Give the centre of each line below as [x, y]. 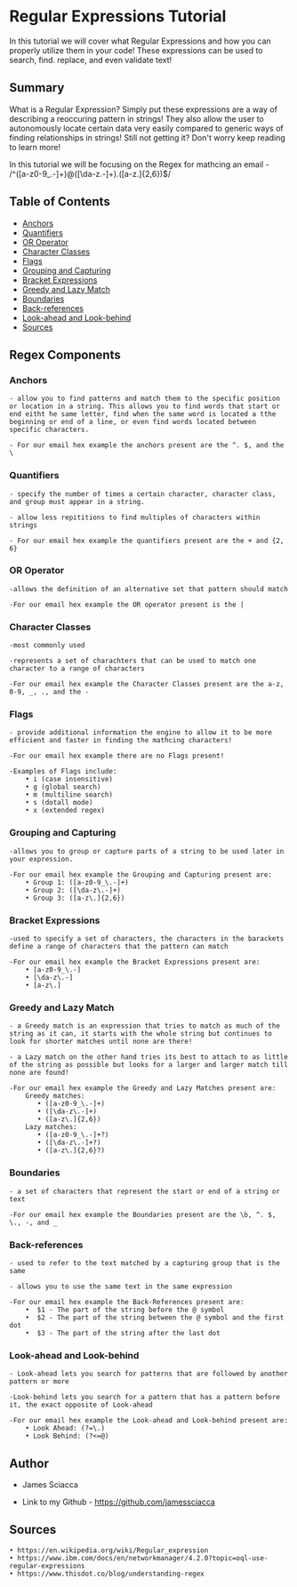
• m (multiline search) [69, 795]
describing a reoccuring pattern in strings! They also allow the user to [136, 118]
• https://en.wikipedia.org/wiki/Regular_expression [109, 1550]
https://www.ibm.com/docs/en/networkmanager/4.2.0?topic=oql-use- [143, 1558]
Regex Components [65, 354]
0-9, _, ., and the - [49, 692]
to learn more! [35, 147]
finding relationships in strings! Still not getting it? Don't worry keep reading [148, 137]
